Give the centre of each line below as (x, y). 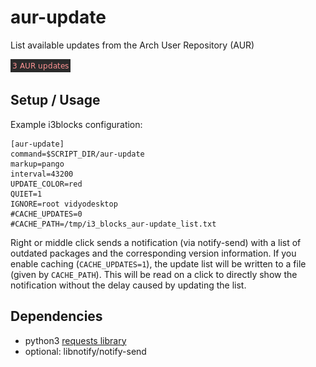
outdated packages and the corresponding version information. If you (153, 253)
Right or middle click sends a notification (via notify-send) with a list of (156, 242)
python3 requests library (75, 340)
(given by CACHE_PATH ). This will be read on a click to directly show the (154, 274)
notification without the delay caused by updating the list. (128, 285)
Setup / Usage (55, 100)
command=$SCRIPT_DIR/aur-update (77, 154)
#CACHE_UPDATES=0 (46, 214)
